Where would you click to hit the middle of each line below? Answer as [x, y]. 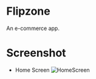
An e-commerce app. [33, 28]
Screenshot [36, 53]
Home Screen [32, 70]
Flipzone [28, 11]
